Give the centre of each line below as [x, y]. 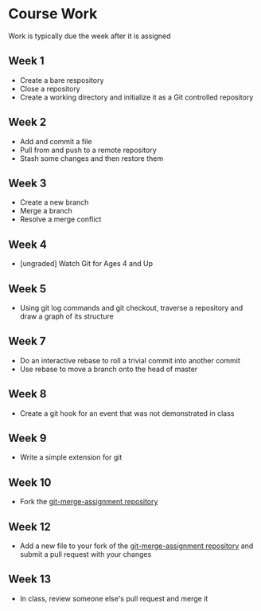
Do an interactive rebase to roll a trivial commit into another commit [130, 360]
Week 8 [27, 394]
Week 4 [28, 244]
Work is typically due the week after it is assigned [90, 36]
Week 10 [30, 482]
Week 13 [30, 580]
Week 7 [27, 341]
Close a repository [50, 88]
